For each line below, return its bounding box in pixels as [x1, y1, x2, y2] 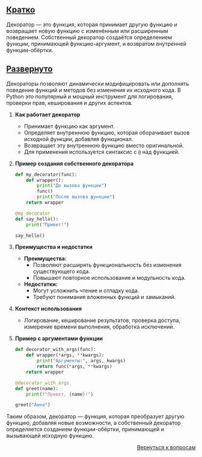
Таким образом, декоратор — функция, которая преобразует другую [6, 413, 185, 420]
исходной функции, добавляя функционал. [23, 135, 133, 142]
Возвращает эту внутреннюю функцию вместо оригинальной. [23, 142, 185, 149]
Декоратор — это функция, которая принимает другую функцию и [6, 20, 177, 28]
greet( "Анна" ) [14, 402, 50, 408]
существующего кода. [32, 268, 90, 275]
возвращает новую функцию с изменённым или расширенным [6, 27, 168, 34]
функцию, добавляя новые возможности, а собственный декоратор [6, 419, 182, 427]
